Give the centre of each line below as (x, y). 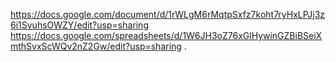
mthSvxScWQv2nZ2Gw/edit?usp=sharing (96, 46)
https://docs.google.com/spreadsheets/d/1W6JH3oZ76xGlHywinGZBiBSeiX (166, 35)
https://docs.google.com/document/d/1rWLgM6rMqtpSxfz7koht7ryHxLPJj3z (168, 14)
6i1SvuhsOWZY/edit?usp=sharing (79, 25)
